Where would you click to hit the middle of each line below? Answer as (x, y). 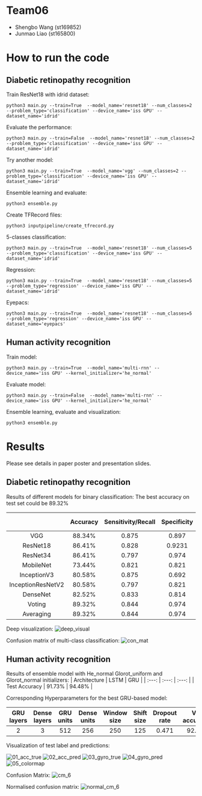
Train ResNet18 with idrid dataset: (48, 94)
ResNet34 (37, 555)
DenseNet (37, 594)
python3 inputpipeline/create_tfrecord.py (60, 226)
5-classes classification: (36, 237)
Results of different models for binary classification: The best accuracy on (98, 496)
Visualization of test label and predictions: (58, 745)
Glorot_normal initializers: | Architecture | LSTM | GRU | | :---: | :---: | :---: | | (100, 680)
